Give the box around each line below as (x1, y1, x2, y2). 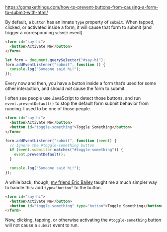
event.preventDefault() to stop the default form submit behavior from (5, 100, 149, 106)
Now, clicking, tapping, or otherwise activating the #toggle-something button (5, 217, 162, 223)
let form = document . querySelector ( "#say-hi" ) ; (5, 57, 106, 63)
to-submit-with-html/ (5, 9, 48, 15)
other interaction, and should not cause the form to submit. (5, 85, 126, 91)
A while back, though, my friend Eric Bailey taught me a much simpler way (5, 179, 158, 185)
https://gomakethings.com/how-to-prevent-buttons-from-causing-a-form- (5, 4, 158, 10)
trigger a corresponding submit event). (5, 30, 84, 35)
